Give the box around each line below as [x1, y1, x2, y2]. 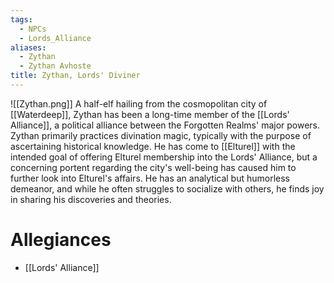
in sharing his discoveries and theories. [10, 193, 172, 205]
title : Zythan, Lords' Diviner [10, 71, 141, 81]
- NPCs [19, 24, 47, 34]
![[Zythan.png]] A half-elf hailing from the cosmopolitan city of [10, 97, 268, 110]
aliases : [10, 42, 47, 53]
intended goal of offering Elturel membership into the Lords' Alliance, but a [10, 151, 318, 163]
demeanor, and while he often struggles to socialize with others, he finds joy [10, 182, 325, 195]
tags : [10, 14, 33, 25]
